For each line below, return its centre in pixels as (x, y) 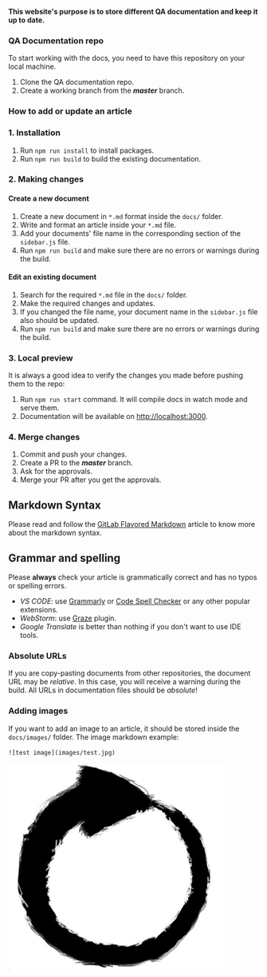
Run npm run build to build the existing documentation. (110, 158)
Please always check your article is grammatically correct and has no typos (133, 577)
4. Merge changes (44, 437)
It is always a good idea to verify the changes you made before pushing (126, 376)
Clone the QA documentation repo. (77, 82)
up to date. (27, 20)
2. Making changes (46, 179)
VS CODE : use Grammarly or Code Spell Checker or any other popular (135, 601)
